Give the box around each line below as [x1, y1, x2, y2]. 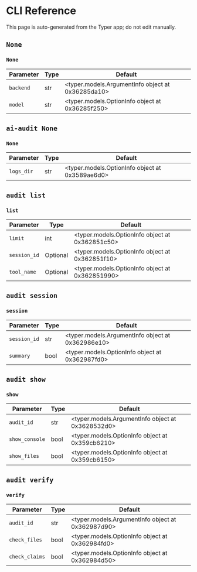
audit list [6, 191, 46, 200]
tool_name [9, 269, 36, 275]
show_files [9, 453, 39, 460]
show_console [9, 436, 46, 443]
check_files [9, 537, 43, 543]
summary [9, 352, 30, 359]
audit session [6, 292, 57, 300]
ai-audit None [6, 124, 57, 133]
